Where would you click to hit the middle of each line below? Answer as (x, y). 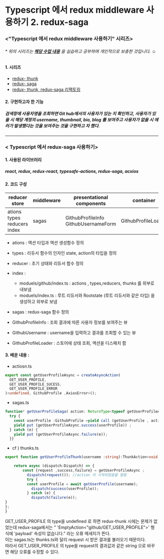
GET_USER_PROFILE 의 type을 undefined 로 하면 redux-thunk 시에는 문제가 (79, 521)
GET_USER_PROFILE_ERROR (33, 389)
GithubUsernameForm (91, 224)
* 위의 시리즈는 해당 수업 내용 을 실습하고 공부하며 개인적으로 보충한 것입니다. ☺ (81, 51)
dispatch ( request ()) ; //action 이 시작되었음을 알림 (77, 475)
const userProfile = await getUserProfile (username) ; (82, 484)
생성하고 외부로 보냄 (38, 301)
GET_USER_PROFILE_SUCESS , (36, 384)
